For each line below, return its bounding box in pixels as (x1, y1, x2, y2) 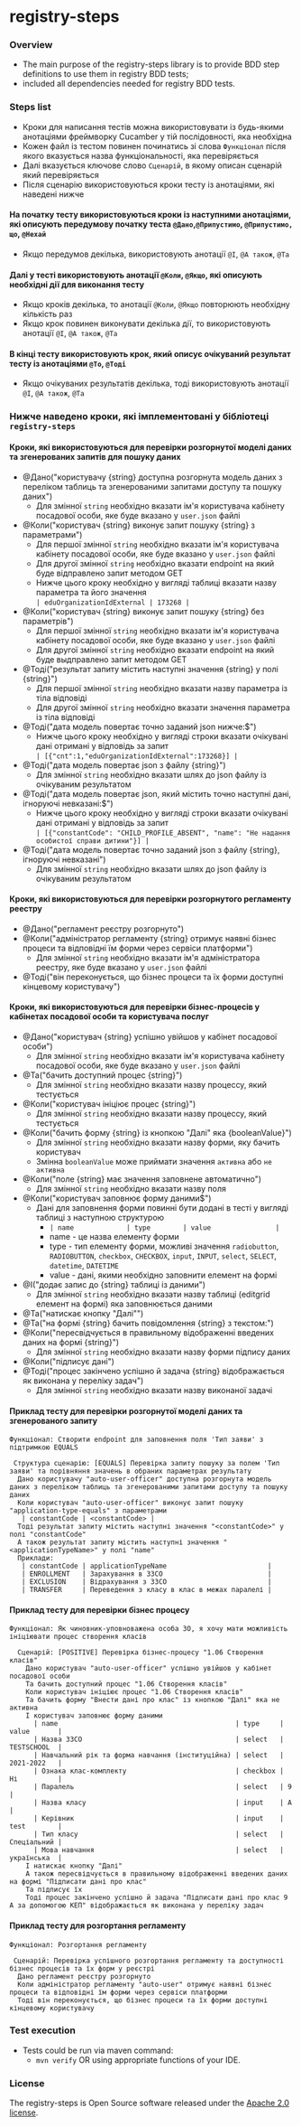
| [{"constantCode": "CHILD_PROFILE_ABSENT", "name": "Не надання (35, 829, 291, 838)
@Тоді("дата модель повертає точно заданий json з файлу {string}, (22, 844, 280, 855)
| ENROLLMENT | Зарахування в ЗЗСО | (21, 1569, 272, 1578)
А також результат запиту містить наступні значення (17, 1538, 220, 1547)
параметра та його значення (35, 586, 147, 597)
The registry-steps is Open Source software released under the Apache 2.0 (9, 2098, 290, 2109)
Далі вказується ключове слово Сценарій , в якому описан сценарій (22, 160, 282, 171)
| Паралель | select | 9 (32, 1783, 293, 1792)
